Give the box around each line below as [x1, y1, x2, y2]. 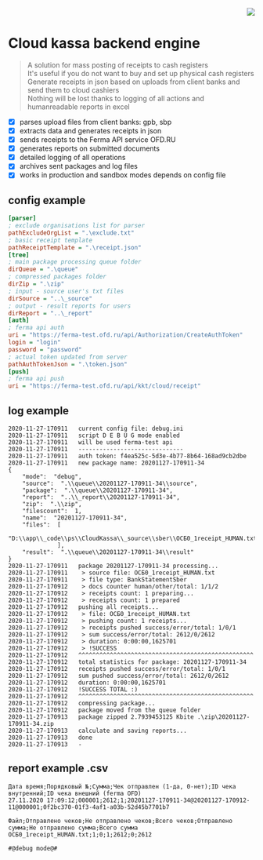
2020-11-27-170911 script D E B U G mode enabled [8, 432, 180, 439]
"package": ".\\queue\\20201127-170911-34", [22, 486, 174, 494]
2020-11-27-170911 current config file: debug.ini [8, 425, 184, 432]
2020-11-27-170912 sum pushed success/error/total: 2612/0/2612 [8, 672, 229, 680]
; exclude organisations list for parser [8, 222, 146, 230]
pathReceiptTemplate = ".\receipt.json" [8, 243, 142, 251]
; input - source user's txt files [8, 287, 124, 295]
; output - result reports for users [8, 302, 131, 310]
